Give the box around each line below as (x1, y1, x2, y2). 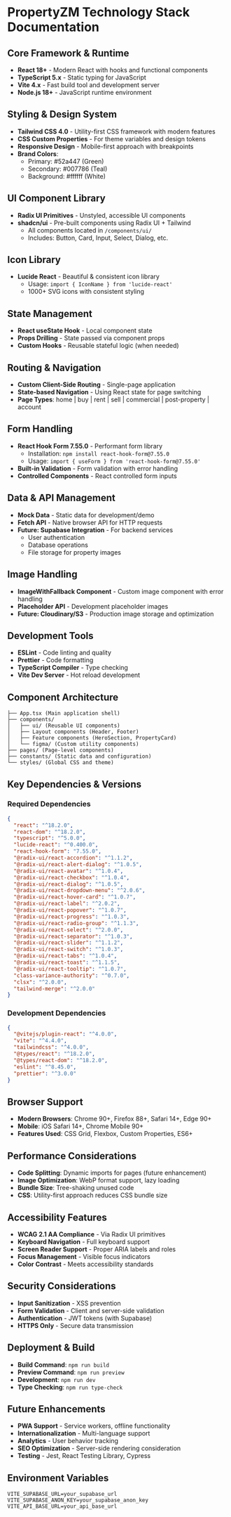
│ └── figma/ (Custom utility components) (7, 741, 139, 748)
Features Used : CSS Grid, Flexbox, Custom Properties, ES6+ (17, 1130, 193, 1138)
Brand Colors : (17, 149, 59, 158)
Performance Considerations (7, 1150, 136, 1162)
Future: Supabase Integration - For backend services (17, 525, 174, 534)
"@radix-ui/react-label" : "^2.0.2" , (13, 900, 120, 908)
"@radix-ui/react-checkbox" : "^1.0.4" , (13, 874, 130, 881)
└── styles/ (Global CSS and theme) (7, 759, 114, 766)
